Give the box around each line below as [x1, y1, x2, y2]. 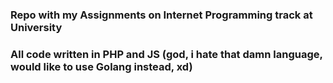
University [10, 20, 63, 34]
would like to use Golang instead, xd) [10, 59, 193, 73]
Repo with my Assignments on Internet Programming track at [10, 8, 313, 22]
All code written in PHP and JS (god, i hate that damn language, [10, 47, 323, 61]
